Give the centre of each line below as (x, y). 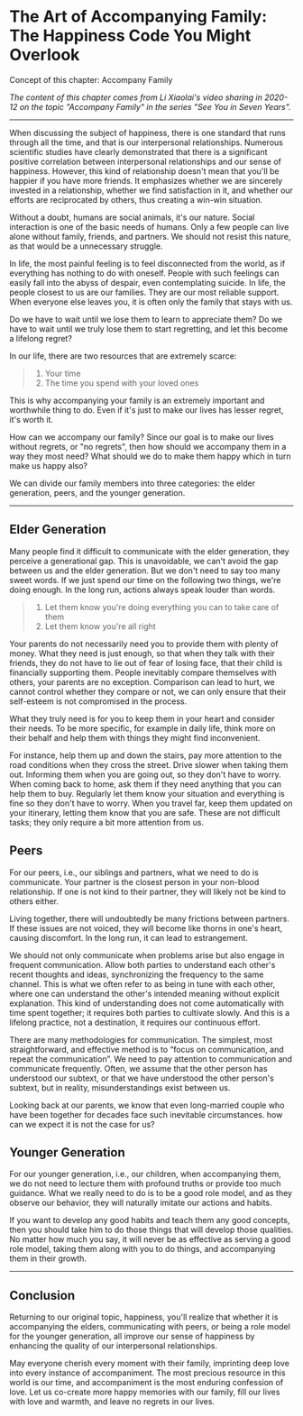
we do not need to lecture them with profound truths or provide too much (145, 1183)
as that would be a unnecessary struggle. (87, 246)
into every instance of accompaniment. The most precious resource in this (147, 1373)
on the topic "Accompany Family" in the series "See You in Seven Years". (155, 106)
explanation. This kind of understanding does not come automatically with (147, 1003)
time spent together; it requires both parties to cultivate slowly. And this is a (150, 1012)
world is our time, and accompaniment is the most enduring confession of (147, 1383)
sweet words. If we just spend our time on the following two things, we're (145, 580)
